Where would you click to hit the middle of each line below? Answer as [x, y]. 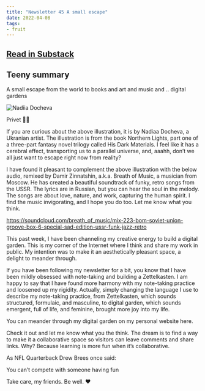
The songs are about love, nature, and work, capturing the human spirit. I [99, 195]
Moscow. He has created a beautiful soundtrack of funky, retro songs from [100, 183]
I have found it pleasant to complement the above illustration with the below [102, 170]
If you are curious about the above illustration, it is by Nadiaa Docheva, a [98, 132]
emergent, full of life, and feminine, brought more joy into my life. [88, 309]
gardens [17, 96]
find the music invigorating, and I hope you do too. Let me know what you [99, 202]
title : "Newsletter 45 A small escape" [57, 12]
